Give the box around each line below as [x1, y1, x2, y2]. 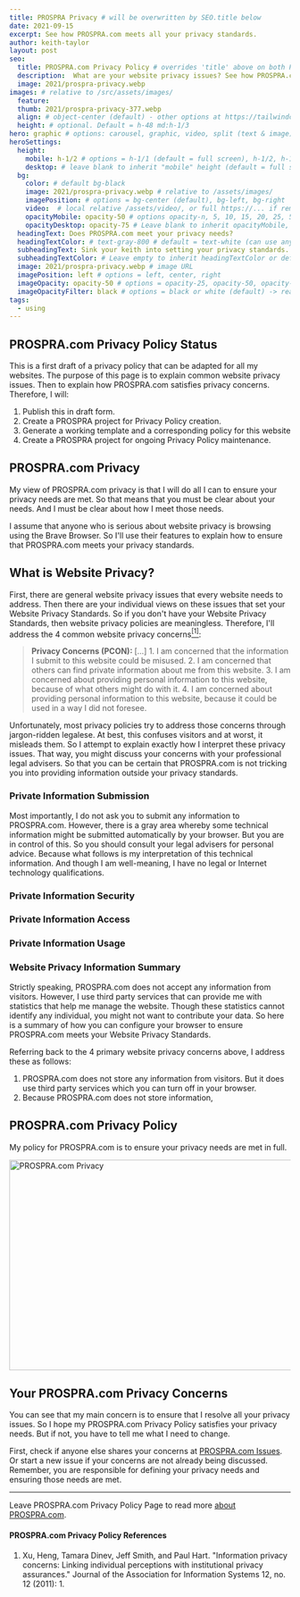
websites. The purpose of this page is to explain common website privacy [9, 370, 281, 380]
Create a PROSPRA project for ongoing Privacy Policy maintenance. [21, 435, 271, 446]
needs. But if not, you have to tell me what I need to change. [9, 1428, 230, 1439]
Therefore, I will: [9, 389, 70, 400]
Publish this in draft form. [21, 406, 116, 417]
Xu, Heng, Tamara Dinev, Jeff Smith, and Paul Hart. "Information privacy [21, 1550, 288, 1560]
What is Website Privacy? [9, 565, 154, 581]
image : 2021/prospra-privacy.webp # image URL [17, 263, 194, 272]
